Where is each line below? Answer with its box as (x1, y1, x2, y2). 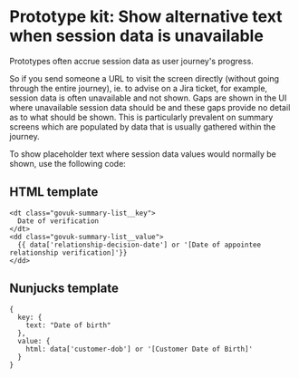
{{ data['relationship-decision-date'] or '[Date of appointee (17, 240, 261, 249)
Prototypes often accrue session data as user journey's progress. (9, 55, 254, 66)
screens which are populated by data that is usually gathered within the (9, 121, 276, 132)
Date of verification (17, 216, 100, 226)
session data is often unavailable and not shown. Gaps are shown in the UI (9, 92, 287, 103)
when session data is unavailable (9, 25, 265, 46)
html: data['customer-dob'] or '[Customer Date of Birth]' (25, 344, 254, 354)
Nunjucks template (9, 281, 120, 296)
